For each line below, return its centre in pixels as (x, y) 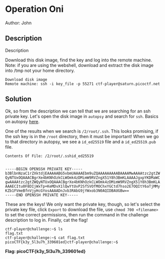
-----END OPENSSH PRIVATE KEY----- (42, 195)
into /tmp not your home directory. (40, 70)
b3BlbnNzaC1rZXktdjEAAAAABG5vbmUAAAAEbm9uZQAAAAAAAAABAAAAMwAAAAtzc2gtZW (83, 173)
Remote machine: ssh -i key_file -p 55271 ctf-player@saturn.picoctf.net (83, 84)
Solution (18, 99)
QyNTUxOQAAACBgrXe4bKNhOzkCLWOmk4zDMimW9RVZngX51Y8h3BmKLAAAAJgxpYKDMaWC (83, 178)
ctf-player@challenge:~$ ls (34, 229)
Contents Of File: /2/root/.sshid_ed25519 (49, 156)
